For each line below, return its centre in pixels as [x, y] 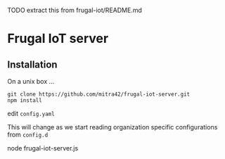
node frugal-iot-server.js [43, 148]
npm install [25, 101]
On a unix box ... [31, 81]
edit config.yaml [31, 113]
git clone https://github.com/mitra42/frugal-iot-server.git [99, 94]
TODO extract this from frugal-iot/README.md [75, 10]
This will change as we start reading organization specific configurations [112, 127]
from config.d [28, 134]
